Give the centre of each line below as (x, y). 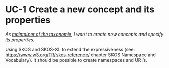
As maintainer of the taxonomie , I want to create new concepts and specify (84, 34)
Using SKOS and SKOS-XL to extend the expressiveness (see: (70, 49)
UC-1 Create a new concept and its (80, 9)
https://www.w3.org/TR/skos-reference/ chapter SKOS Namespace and (81, 55)
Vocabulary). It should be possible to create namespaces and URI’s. (76, 60)
